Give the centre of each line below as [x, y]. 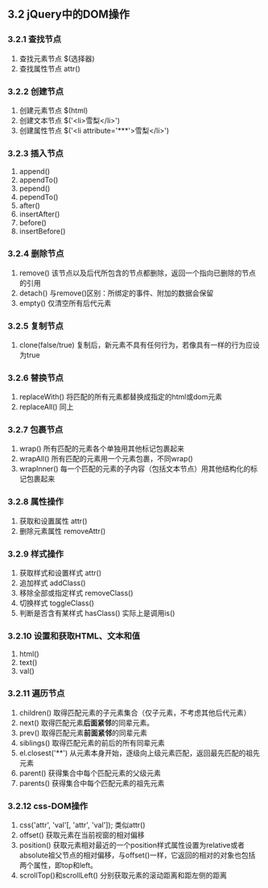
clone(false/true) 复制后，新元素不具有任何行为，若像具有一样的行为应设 [140, 345]
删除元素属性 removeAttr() [62, 531]
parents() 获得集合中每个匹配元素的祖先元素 [92, 783]
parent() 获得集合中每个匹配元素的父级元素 [90, 773]
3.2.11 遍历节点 [36, 693]
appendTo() [39, 180]
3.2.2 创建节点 [36, 91]
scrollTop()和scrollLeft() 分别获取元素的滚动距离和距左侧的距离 [123, 875]
